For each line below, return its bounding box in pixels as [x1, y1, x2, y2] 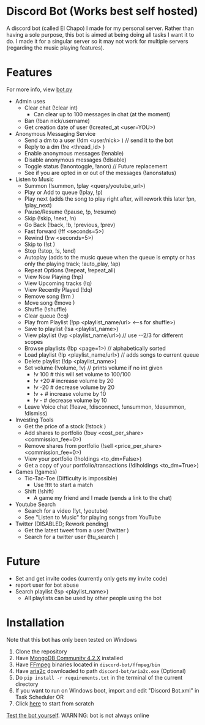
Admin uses [15, 97, 46, 105]
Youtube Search [15, 500, 56, 508]
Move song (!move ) [24, 299, 75, 307]
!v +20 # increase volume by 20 [33, 377, 114, 384]
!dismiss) [24, 409, 48, 417]
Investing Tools [15, 416, 54, 423]
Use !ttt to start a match [33, 481, 94, 488]
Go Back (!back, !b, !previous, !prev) [24, 221, 116, 228]
